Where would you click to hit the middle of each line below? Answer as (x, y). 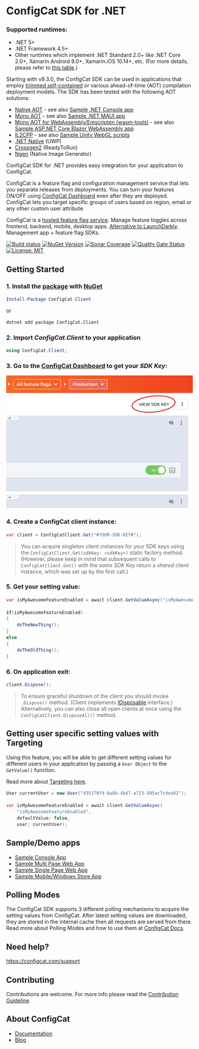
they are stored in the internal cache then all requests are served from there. (99, 922)
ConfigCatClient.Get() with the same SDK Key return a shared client (105, 565)
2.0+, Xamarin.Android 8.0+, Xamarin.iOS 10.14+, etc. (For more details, (101, 61)
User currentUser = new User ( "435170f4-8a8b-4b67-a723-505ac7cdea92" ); (96, 793)
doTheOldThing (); (38, 650)
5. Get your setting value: (43, 587)
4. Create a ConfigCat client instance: (61, 522)
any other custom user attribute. (45, 209)
